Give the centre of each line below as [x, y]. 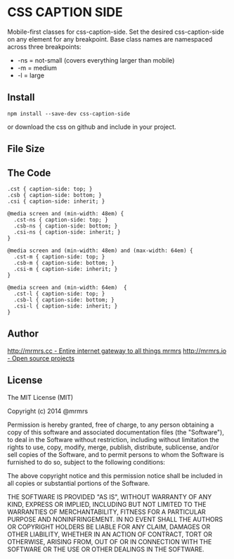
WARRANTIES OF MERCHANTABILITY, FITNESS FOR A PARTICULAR [106, 512]
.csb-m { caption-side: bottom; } [64, 263]
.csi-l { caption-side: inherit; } [66, 306]
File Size [26, 149]
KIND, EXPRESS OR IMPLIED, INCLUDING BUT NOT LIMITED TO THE [107, 504]
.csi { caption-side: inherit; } [56, 201]
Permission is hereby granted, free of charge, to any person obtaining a [111, 425]
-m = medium [37, 68]
